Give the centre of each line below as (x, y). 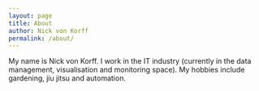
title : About (30, 23)
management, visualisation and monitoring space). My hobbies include (127, 70)
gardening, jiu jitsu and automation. (67, 78)
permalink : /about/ (41, 38)
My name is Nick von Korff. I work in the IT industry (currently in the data (130, 61)
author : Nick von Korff (49, 31)
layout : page (30, 16)
